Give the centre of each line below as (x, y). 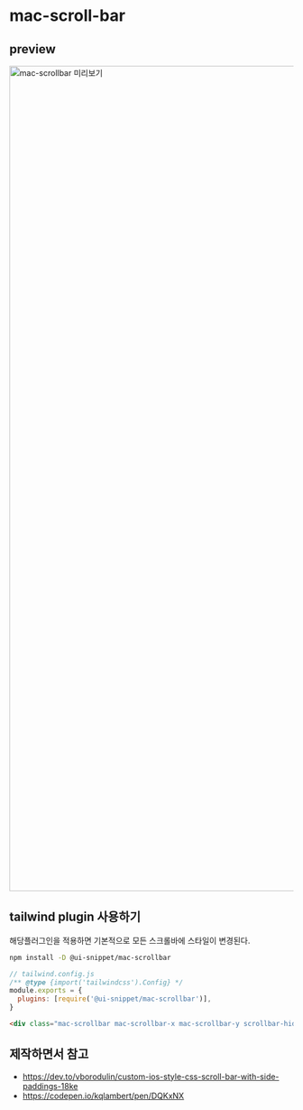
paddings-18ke (50, 1086)
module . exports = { (46, 991)
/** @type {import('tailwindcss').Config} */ (96, 982)
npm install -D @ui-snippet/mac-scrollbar (90, 957)
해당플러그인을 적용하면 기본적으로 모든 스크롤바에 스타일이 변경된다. (130, 940)
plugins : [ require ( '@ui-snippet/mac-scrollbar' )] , (115, 999)
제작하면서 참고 (49, 1054)
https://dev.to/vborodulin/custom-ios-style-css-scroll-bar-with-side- (151, 1077)
